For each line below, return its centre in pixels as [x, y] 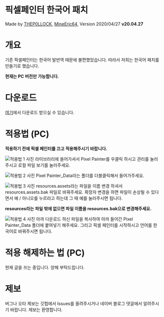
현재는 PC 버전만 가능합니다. [32, 76]
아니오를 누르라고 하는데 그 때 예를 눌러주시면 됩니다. [72, 198]
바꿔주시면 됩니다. [35, 231]
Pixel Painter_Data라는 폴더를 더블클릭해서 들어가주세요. [90, 175]
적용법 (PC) [27, 134]
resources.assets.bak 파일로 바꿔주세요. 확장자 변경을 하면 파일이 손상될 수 [78, 192]
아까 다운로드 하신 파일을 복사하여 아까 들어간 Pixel [84, 219]
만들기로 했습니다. [22, 66]
